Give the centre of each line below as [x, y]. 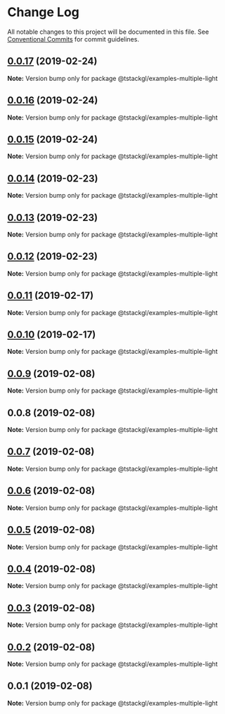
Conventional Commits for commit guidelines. [73, 39]
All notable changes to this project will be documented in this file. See [108, 32]
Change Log [43, 12]
